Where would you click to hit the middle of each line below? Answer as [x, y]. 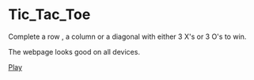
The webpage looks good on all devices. [74, 51]
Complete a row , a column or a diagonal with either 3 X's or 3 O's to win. [127, 36]
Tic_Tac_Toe [49, 15]
